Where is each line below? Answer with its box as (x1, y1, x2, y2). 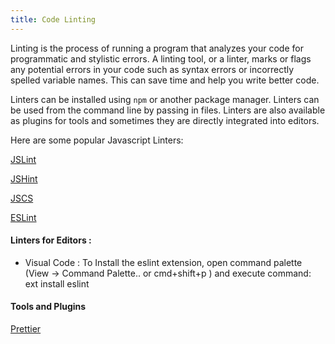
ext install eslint (24, 277, 90, 290)
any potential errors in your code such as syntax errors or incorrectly (10, 63, 295, 75)
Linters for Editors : (10, 234, 92, 246)
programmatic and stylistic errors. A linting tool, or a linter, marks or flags (10, 52, 312, 65)
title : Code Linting (10, 14, 97, 25)
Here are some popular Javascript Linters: (10, 134, 184, 146)
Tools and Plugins (10, 301, 87, 313)
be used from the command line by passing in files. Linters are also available (10, 104, 326, 116)
